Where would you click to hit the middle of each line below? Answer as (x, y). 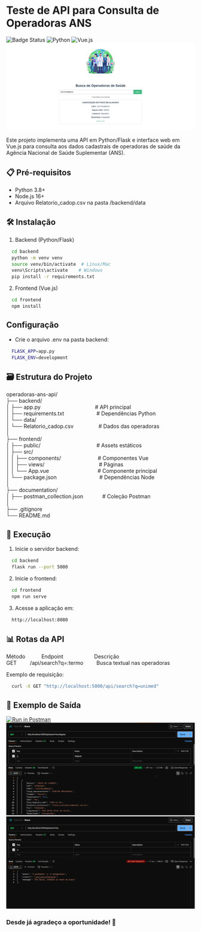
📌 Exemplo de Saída (44, 705)
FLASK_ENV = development (40, 358)
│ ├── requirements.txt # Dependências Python (81, 413)
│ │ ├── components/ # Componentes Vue (77, 458)
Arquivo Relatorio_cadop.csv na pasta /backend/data (80, 203)
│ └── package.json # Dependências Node (80, 477)
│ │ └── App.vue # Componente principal (82, 471)
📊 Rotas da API (35, 639)
